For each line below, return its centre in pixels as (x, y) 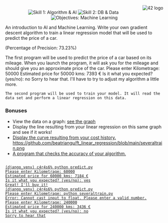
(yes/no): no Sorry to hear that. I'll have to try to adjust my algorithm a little (82, 79)
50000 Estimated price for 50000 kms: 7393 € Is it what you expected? (79, 73)
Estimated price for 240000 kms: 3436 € (48, 207)
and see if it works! (32, 132)
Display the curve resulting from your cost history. (64, 137)
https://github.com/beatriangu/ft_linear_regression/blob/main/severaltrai (87, 143)
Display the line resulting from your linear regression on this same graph (87, 127)
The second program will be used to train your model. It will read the (83, 94)
